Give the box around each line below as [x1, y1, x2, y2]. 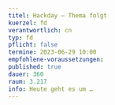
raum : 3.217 [8, 77, 47, 85]
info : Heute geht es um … [8, 84, 93, 93]
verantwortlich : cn [8, 26, 72, 34]
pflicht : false [8, 41, 58, 49]
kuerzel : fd [8, 19, 47, 27]
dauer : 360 [8, 70, 44, 78]
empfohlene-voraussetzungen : [8, 56, 104, 64]
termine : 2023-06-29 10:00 [8, 48, 97, 56]
